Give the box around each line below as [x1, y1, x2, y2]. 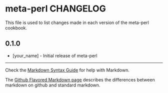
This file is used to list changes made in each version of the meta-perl [5, 19, 149, 25]
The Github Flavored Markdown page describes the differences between [5, 76, 155, 82]
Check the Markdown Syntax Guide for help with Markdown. [5, 67, 130, 73]
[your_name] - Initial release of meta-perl [12, 52, 97, 58]
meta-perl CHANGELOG [5, 3, 106, 14]
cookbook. [5, 24, 27, 30]
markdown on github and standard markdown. [5, 82, 100, 88]
